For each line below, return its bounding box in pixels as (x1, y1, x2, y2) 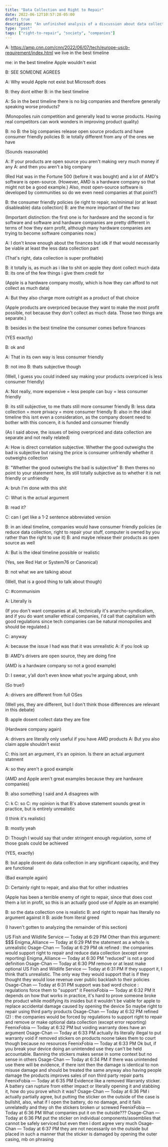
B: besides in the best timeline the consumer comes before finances (5, 325, 146, 331)
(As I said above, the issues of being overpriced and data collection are (5, 429, 152, 435)
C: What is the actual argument (5, 495, 69, 500)
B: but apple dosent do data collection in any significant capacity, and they (5, 860, 159, 865)
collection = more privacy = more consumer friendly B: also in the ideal (5, 409, 151, 415)
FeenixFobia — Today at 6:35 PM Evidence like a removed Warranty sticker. (5, 1078, 161, 1083)
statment (5, 756, 23, 762)
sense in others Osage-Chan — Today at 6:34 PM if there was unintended (5, 1056, 157, 1062)
